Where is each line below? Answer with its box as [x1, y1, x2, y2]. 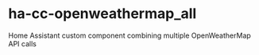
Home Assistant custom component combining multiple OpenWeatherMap [8, 31, 252, 40]
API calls [8, 38, 37, 48]
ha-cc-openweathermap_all [8, 5, 197, 23]
